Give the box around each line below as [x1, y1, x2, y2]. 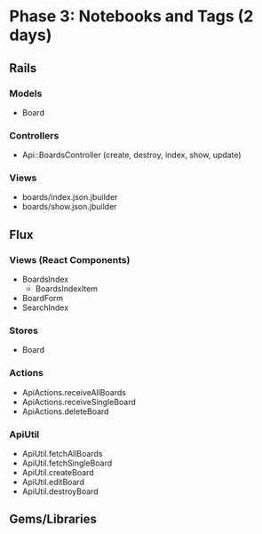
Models [9, 87, 43, 100]
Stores [9, 324, 38, 337]
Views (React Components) [9, 253, 131, 266]
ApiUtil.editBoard [21, 477, 85, 488]
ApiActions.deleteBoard [21, 406, 109, 417]
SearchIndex [21, 302, 69, 313]
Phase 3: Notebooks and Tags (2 [9, 6, 254, 27]
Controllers [9, 129, 60, 141]
